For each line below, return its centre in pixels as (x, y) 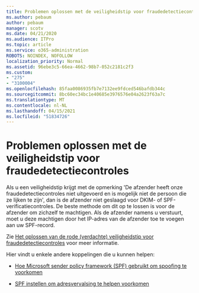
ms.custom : (20, 72)
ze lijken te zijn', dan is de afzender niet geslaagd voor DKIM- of (84, 200)
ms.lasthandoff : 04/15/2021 (41, 111)
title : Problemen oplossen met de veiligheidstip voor (75, 12)
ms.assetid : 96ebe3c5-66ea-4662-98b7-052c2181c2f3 (70, 67)
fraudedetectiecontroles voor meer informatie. (63, 243)
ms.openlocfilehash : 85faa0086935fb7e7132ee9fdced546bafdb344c (86, 89)
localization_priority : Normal (45, 61)
